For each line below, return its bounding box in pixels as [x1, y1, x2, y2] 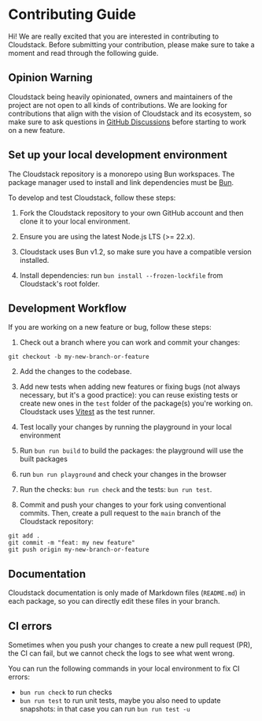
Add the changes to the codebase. [19, 367, 132, 376]
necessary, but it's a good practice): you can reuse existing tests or [19, 390, 238, 400]
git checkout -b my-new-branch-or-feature [8, 353, 149, 361]
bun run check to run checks [19, 687, 113, 697]
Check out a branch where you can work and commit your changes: [19, 338, 240, 347]
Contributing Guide [8, 6, 136, 24]
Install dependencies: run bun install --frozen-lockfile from [19, 270, 223, 280]
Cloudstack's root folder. [19, 279, 100, 288]
